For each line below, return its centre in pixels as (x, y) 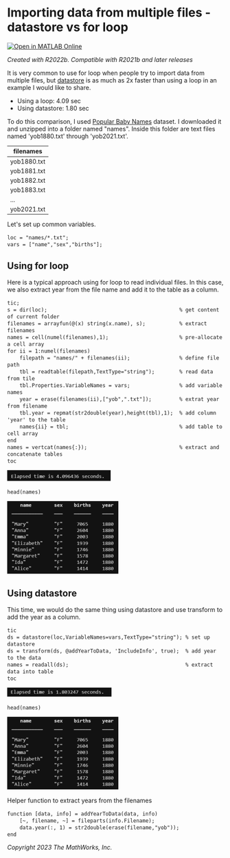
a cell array (26, 344)
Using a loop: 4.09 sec (49, 100)
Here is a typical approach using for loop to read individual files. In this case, (115, 283)
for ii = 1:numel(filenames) (49, 351)
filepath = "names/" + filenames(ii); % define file (119, 358)
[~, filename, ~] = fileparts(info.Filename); (87, 821)
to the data (24, 658)
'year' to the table (37, 420)
